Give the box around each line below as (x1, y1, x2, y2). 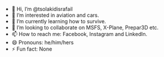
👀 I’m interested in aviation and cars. (11, 12, 99, 19)
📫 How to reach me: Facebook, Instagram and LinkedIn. (11, 31, 148, 37)
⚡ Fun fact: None (11, 45, 53, 52)
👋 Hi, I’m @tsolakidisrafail (11, 6, 73, 12)
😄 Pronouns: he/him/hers (11, 39, 74, 46)
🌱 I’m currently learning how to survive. (11, 18, 106, 24)
